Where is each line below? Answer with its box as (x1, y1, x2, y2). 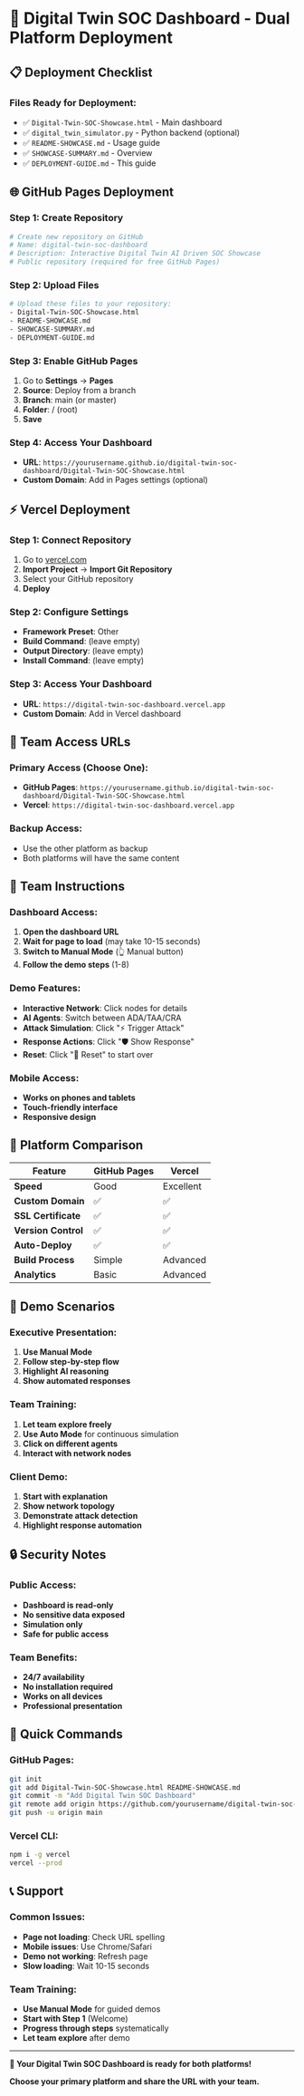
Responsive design (22, 1111, 97, 1122)
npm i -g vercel (9, 1850, 71, 1859)
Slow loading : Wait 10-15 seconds (22, 1960, 150, 1971)
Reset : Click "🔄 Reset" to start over (22, 1048, 154, 1059)
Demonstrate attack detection (22, 1510, 138, 1521)
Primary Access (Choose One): (9, 761, 149, 774)
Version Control (14, 1223, 84, 1236)
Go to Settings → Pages (22, 375, 114, 386)
